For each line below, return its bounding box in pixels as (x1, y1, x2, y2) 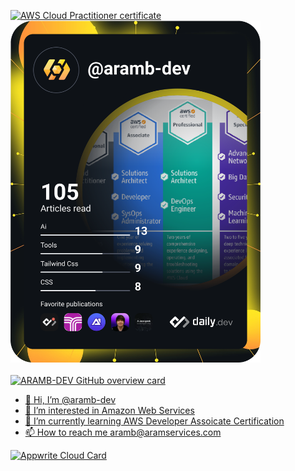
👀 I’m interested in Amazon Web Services (24, 404, 195, 416)
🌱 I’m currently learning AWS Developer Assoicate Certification (24, 415, 285, 427)
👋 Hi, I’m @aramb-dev (24, 393, 117, 405)
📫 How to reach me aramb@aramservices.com (24, 426, 222, 438)
